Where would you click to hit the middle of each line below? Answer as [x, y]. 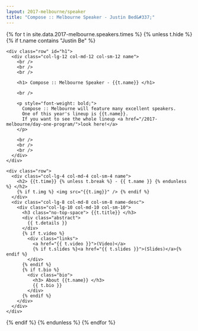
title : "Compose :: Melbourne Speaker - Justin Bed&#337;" [81, 17]
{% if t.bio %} [41, 270]
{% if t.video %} [43, 233]
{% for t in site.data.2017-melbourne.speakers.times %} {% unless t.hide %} [99, 34]
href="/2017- [142, 119]
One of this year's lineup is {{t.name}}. [75, 114]
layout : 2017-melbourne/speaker [46, 12]
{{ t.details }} [47, 223]
